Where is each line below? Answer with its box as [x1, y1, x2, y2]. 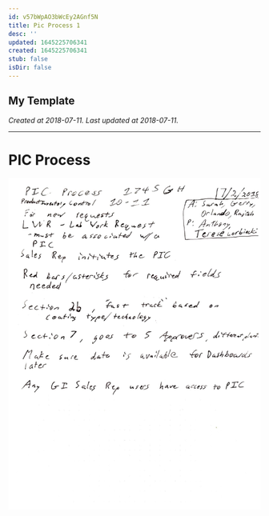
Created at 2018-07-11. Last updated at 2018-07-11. [8, 115, 179, 125]
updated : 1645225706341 [8, 38, 88, 46]
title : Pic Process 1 [8, 21, 81, 30]
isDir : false [8, 64, 52, 72]
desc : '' [8, 30, 38, 38]
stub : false [8, 55, 48, 63]
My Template [8, 94, 75, 108]
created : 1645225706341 [8, 46, 88, 55]
